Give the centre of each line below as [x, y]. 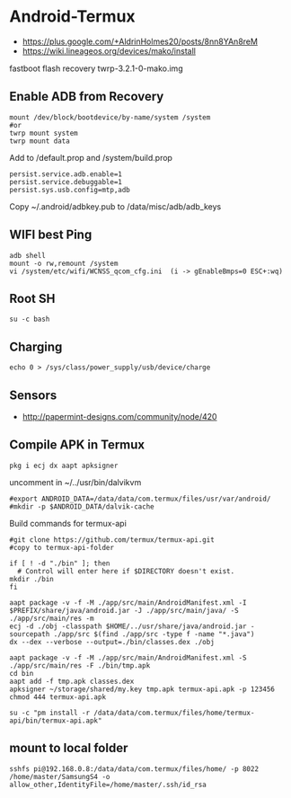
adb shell [28, 255]
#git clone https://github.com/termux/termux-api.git [112, 540]
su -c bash [30, 319]
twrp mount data [40, 141]
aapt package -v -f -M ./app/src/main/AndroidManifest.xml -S [128, 658]
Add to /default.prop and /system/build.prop [91, 157]
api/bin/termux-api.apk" [56, 721]
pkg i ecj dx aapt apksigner [64, 465]
